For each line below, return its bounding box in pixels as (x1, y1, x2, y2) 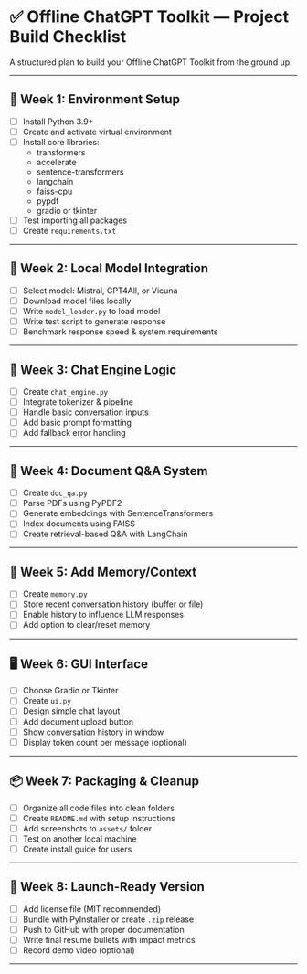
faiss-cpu (36, 185, 73, 196)
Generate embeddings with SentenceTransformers (22, 508, 214, 519)
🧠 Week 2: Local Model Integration (9, 260, 208, 276)
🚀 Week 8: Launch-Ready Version (9, 879, 206, 895)
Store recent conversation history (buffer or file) (22, 598, 204, 609)
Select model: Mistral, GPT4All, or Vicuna (22, 285, 178, 296)
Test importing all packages (22, 215, 128, 226)
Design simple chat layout (22, 705, 121, 716)
